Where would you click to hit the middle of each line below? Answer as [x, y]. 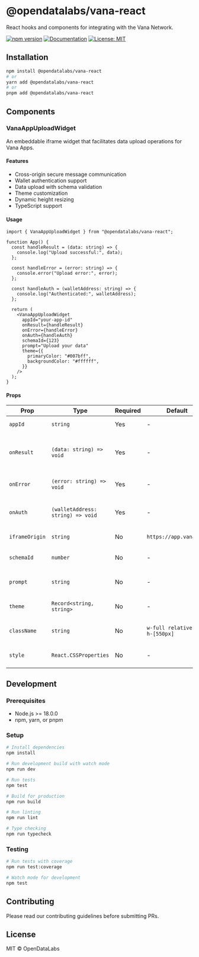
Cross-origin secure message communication [70, 174]
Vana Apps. [20, 147]
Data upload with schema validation [58, 187]
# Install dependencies [36, 747]
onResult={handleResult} [52, 325]
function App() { [28, 242]
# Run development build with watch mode [58, 764]
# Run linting [24, 813]
